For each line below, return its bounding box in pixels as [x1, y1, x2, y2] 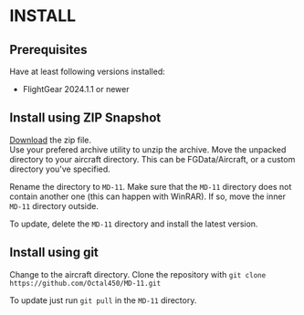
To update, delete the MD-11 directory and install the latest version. [9, 218, 258, 229]
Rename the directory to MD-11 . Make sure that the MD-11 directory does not [9, 181, 292, 192]
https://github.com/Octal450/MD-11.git [9, 278, 162, 288]
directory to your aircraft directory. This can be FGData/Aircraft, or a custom [9, 153, 296, 164]
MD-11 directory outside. [9, 200, 99, 211]
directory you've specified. [9, 163, 111, 174]
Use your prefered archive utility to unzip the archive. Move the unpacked [9, 143, 287, 155]
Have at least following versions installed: [9, 66, 166, 77]
